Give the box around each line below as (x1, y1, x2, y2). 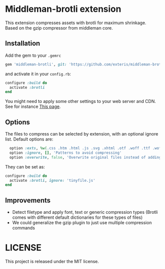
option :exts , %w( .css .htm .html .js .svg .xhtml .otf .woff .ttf (9, 146, 151, 151)
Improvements (5, 196, 51, 204)
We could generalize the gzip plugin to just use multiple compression (12, 220, 152, 226)
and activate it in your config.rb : (5, 70, 71, 77)
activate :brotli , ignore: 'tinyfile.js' (9, 178, 96, 183)
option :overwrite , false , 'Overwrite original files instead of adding (9, 155, 162, 160)
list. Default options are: (5, 136, 54, 142)
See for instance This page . (5, 103, 61, 109)
